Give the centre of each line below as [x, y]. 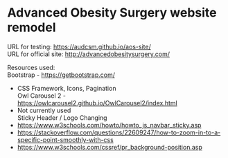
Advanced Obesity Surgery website [112, 13]
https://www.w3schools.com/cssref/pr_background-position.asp [110, 147]
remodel [32, 27]
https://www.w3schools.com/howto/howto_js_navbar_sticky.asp [109, 125]
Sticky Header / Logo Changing [62, 117]
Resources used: [31, 67]
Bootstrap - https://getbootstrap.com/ [61, 75]
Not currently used [44, 110]
